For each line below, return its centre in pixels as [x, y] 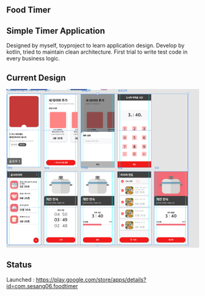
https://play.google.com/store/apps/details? [91, 280]
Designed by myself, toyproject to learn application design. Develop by [95, 46]
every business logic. [33, 59]
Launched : [20, 280]
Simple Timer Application [56, 31]
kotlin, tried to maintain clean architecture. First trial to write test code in [97, 52]
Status [19, 265]
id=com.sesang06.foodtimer [42, 286]
